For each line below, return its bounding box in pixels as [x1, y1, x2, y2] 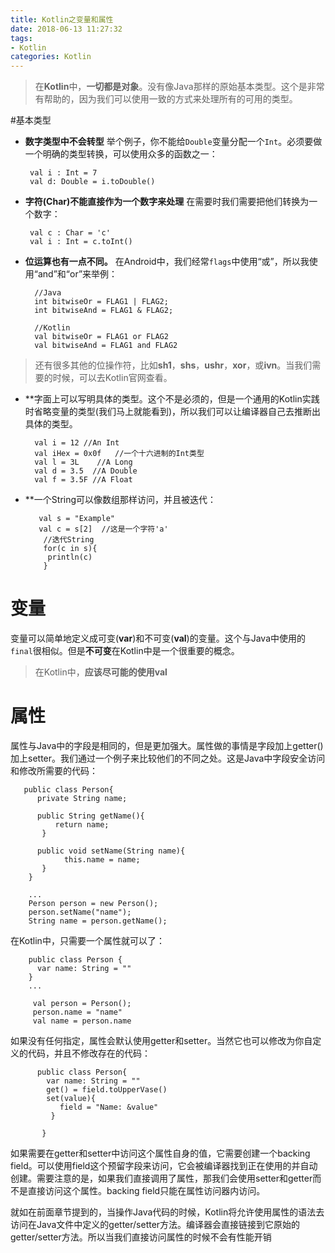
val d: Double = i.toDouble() [29, 177, 156, 187]
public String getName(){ [36, 811, 145, 821]
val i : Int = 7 [29, 168, 98, 178]
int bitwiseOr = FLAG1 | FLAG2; [34, 297, 169, 307]
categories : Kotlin [10, 52, 92, 62]
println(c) [47, 552, 93, 563]
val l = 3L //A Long [34, 457, 133, 468]
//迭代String [43, 535, 95, 545]
